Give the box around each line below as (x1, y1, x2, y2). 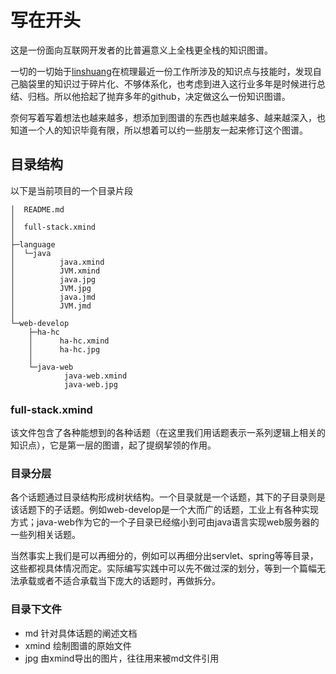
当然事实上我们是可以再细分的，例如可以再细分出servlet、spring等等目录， (10, 550, 319, 562)
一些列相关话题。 (10, 529, 81, 541)
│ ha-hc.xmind (28, 336, 110, 346)
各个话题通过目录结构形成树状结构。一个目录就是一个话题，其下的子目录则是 (10, 491, 326, 503)
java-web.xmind (63, 371, 128, 381)
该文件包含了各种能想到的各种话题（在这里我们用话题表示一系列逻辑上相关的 (10, 427, 326, 439)
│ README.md (10, 204, 65, 215)
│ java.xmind (10, 257, 105, 267)
